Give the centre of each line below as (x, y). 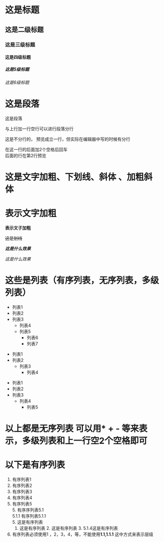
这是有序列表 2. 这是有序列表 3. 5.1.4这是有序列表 (69, 528)
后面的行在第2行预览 (26, 156)
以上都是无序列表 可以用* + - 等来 (72, 429)
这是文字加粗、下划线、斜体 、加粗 (74, 177)
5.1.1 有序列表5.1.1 (29, 516)
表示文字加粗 (31, 213)
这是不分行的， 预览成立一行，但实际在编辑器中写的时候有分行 (68, 139)
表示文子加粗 (18, 228)
